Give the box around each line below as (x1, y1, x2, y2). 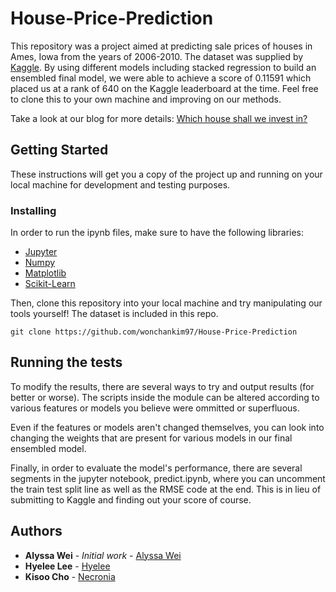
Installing (10, 203, 57, 217)
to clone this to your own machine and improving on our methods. (10, 93, 282, 105)
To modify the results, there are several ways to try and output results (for (10, 380, 315, 392)
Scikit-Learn (24, 278, 76, 290)
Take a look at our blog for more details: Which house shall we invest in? (10, 112, 308, 124)
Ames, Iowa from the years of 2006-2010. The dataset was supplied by (10, 50, 304, 62)
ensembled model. (10, 442, 87, 454)
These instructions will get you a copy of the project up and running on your (10, 168, 323, 180)
